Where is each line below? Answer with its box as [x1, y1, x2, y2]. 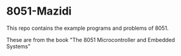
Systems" [6, 43, 31, 50]
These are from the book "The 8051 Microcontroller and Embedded [6, 36, 176, 43]
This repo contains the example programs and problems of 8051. [6, 24, 169, 32]
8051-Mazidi [6, 4, 72, 18]
